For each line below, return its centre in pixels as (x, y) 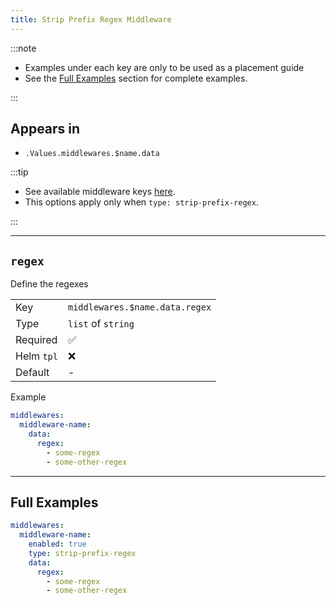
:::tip (19, 172)
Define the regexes (49, 284)
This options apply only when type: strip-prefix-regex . (141, 202)
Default (32, 373)
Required (36, 340)
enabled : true (57, 544)
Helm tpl (36, 356)
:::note (23, 48)
